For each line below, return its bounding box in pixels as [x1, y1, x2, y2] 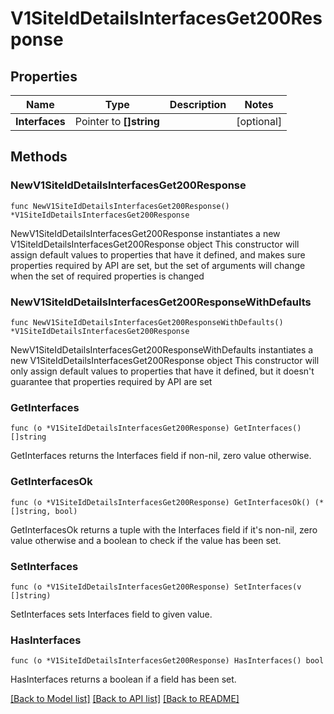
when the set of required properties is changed [10, 270, 205, 282]
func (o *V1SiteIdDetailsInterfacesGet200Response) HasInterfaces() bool [10, 656, 325, 666]
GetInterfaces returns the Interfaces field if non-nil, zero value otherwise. [10, 450, 312, 462]
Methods [10, 148, 68, 166]
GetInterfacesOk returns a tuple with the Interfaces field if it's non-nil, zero [10, 523, 318, 536]
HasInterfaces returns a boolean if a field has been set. [10, 673, 237, 686]
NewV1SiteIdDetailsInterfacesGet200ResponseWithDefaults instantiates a [10, 343, 314, 356]
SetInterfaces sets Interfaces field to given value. [10, 608, 213, 620]
